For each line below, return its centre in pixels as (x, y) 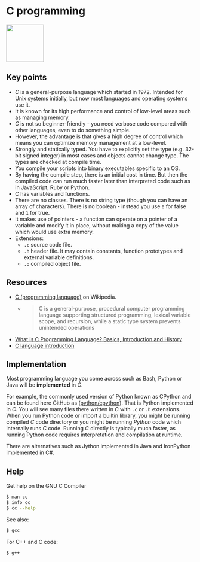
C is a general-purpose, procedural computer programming (112, 308)
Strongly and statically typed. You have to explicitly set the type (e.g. (99, 149)
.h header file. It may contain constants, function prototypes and (103, 251)
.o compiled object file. (52, 263)
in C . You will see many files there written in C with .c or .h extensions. (93, 409)
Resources (27, 282)
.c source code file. (48, 244)
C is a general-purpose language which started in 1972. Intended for (99, 92)
